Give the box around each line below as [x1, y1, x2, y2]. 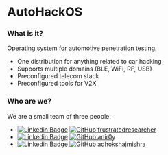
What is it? [7, 29, 43, 38]
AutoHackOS [7, 4, 83, 20]
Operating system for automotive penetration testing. [7, 44, 157, 52]
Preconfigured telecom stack [16, 72, 99, 80]
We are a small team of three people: [7, 112, 111, 120]
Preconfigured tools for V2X [16, 80, 97, 88]
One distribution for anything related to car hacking [16, 58, 163, 66]
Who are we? [7, 97, 52, 106]
